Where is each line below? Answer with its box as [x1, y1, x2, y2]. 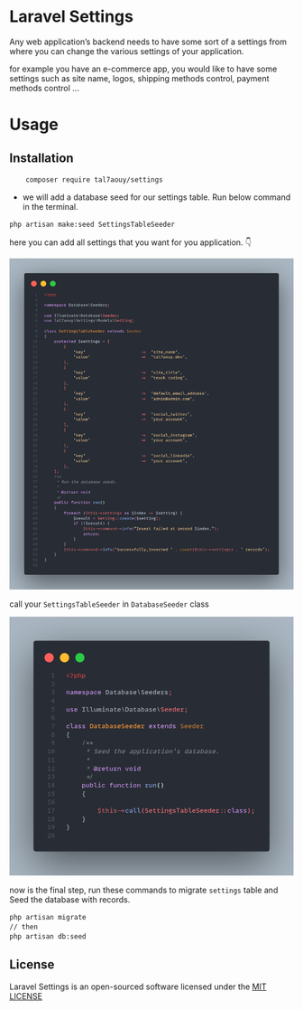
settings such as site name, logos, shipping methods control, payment [9, 72, 270, 83]
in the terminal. [22, 201, 78, 212]
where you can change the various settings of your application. [9, 45, 244, 56]
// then [9, 922, 39, 932]
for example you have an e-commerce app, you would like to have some [9, 63, 278, 74]
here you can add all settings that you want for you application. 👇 [9, 237, 252, 248]
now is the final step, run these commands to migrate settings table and [9, 884, 279, 896]
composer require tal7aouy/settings [25, 175, 164, 184]
